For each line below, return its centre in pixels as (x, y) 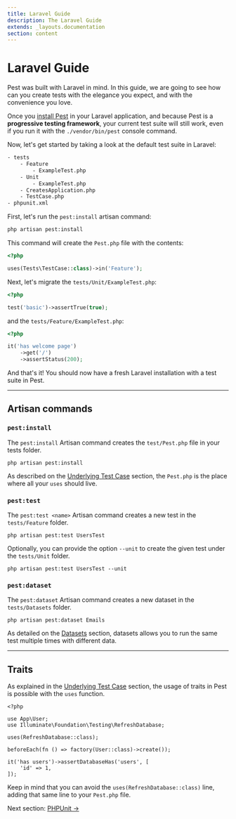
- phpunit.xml (28, 203)
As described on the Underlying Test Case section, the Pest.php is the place (117, 476)
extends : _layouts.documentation (56, 27)
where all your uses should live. (52, 483)
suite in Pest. (26, 381)
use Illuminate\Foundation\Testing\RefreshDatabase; (86, 725)
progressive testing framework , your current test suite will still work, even (115, 124)
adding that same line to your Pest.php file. (69, 795)
